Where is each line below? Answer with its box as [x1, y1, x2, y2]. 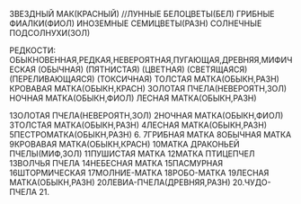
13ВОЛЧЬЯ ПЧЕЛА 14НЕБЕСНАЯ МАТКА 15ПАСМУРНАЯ [9, 158, 223, 168]
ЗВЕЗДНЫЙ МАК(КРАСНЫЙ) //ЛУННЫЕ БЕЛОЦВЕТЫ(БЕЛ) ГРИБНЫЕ [9, 9, 275, 19]
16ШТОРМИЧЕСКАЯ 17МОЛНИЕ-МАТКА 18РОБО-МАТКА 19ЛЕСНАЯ [9, 167, 270, 178]
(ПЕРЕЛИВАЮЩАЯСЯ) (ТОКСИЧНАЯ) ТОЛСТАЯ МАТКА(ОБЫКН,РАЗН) [9, 74, 280, 84]
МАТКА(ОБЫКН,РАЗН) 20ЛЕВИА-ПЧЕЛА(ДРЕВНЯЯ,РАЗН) [9, 177, 231, 188]
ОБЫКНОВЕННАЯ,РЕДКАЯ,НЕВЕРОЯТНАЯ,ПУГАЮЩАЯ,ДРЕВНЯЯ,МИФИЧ [9, 55, 293, 65]
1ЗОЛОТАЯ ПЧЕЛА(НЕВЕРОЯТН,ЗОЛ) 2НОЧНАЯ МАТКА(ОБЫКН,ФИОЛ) [9, 111, 284, 120]
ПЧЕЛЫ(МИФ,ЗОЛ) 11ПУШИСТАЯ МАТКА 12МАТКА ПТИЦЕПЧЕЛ [9, 148, 255, 159]
